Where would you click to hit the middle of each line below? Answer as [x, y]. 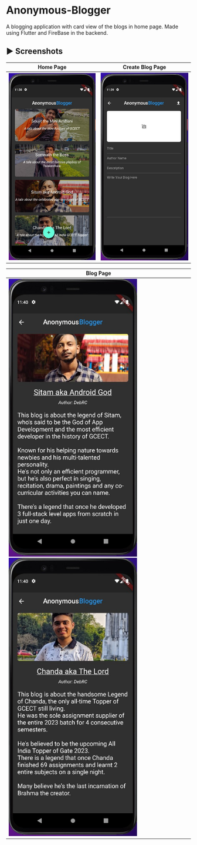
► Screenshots [35, 52]
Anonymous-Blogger [59, 10]
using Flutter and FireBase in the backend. [57, 32]
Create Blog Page [145, 67]
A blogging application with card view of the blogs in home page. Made [92, 26]
